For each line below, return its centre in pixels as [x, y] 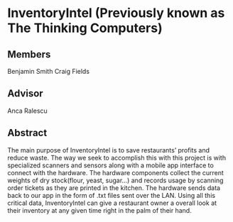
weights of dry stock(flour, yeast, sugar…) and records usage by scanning [115, 180]
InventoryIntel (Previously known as [116, 13]
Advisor [26, 94]
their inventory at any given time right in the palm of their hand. [99, 210]
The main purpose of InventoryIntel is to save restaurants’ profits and [109, 150]
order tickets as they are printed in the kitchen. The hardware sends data [114, 188]
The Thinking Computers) [85, 28]
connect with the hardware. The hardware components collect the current [115, 172]
